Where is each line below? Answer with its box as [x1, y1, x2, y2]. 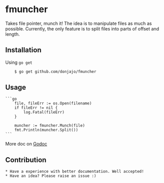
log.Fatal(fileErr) [23, 110, 65, 115]
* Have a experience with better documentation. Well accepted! [5, 169, 144, 174]
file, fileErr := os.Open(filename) [14, 101, 92, 106]
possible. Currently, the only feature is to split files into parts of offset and [5, 25, 159, 31]
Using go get [5, 59, 32, 65]
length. [5, 31, 20, 37]
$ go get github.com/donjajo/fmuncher [14, 69, 96, 74]
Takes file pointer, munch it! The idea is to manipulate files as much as [5, 20, 152, 26]
